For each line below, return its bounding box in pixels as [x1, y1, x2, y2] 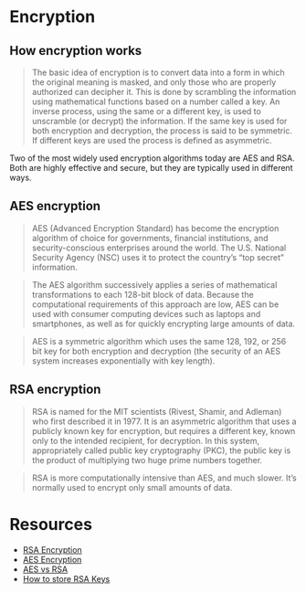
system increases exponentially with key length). [31, 355, 216, 366]
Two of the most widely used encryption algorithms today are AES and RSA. [9, 153, 295, 164]
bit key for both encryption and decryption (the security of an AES [31, 345, 281, 356]
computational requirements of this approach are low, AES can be [31, 299, 280, 310]
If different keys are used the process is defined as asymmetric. [31, 135, 272, 145]
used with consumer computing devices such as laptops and [31, 308, 261, 319]
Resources [9, 514, 93, 535]
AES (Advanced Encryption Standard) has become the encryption [31, 222, 280, 234]
